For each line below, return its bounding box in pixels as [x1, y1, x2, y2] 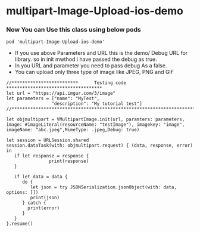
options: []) [6, 190, 39, 196]
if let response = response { [14, 153, 89, 159]
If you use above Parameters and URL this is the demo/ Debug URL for [14, 50, 188, 57]
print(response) [48, 158, 89, 165]
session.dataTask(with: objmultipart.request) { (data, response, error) [6, 143, 193, 149]
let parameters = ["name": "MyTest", [6, 95, 100, 102]
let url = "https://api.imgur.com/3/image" [6, 91, 116, 97]
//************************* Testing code [6, 80, 127, 86]
